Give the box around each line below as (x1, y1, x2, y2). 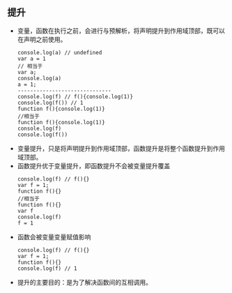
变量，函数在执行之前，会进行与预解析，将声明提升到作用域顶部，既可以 (17, 27, 225, 35)
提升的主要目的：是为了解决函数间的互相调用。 (17, 278, 152, 286)
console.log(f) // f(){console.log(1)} (17, 93, 134, 100)
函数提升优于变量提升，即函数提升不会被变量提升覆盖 (17, 161, 171, 170)
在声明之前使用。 (17, 35, 67, 43)
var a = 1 (17, 55, 47, 62)
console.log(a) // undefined (17, 49, 102, 56)
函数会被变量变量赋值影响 (17, 232, 91, 241)
